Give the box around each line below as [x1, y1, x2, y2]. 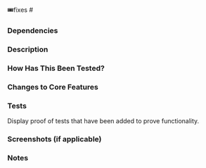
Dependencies [7, 25, 58, 35]
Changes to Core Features [7, 82, 98, 92]
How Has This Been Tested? [7, 63, 105, 73]
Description [7, 44, 49, 54]
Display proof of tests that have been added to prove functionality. [7, 116, 200, 125]
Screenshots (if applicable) [7, 134, 102, 143]
